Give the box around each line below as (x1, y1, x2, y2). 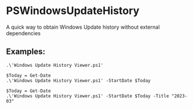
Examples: (6, 47, 46, 57)
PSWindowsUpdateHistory (6, 4, 140, 18)
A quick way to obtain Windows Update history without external (6, 23, 160, 30)
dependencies (6, 29, 41, 36)
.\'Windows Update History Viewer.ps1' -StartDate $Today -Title (6, 93, 169, 99)
